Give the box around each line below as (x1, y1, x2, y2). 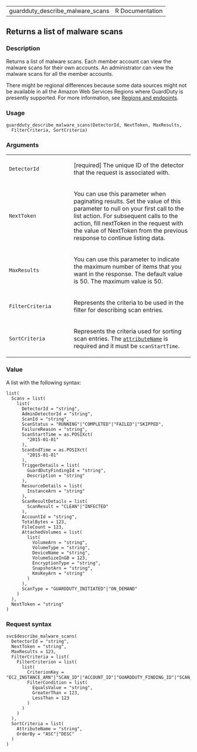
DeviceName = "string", (32, 550, 91, 556)
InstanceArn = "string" (27, 488, 85, 494)
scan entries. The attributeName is (73, 335, 168, 343)
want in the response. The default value (73, 270, 183, 278)
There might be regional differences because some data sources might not (6, 82, 187, 89)
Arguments (6, 141, 39, 149)
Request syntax (6, 620, 52, 628)
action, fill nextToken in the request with (73, 219, 184, 228)
